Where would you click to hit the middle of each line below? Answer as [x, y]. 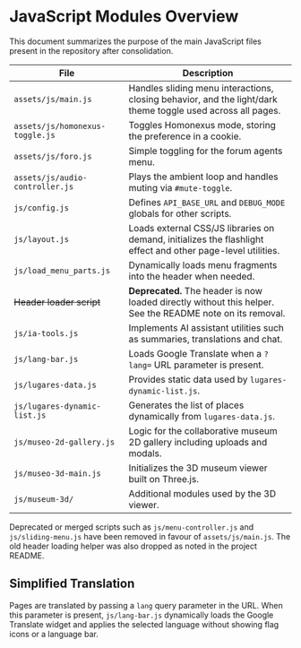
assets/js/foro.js [53, 156]
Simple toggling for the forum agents [206, 151]
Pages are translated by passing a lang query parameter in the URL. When [146, 605]
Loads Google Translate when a [195, 353]
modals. [146, 453]
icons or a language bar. [54, 634]
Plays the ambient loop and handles [203, 177]
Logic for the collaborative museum [203, 430]
